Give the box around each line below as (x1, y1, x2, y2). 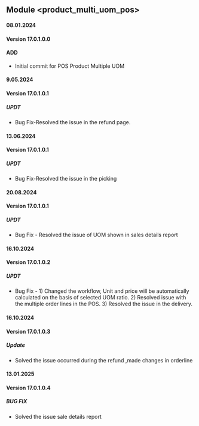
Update (6, 341, 25, 349)
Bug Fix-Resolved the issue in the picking (14, 175, 117, 182)
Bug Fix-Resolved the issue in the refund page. (14, 118, 131, 125)
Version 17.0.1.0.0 (6, 35, 51, 43)
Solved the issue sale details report (14, 413, 102, 420)
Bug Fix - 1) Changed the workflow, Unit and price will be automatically (14, 287, 189, 295)
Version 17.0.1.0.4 (6, 384, 51, 391)
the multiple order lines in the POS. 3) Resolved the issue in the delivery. (14, 300, 193, 308)
